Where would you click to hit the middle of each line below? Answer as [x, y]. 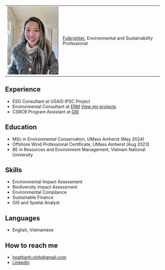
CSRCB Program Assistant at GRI [45, 111]
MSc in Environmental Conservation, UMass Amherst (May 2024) [78, 139]
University [23, 155]
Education [21, 127]
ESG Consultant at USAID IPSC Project [51, 101]
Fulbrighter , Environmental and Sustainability [108, 38]
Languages [23, 218]
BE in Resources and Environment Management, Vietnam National [79, 149]
